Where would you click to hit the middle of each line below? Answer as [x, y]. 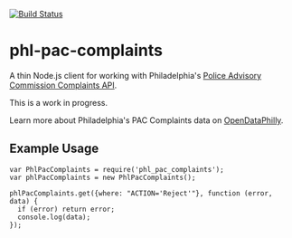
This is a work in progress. [59, 102]
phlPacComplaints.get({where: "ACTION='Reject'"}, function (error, [141, 193]
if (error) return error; [66, 209]
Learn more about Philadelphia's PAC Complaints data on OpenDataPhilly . [146, 120]
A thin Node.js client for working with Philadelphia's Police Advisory [136, 75]
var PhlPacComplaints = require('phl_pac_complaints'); [117, 169]
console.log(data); [54, 217]
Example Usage [54, 149]
